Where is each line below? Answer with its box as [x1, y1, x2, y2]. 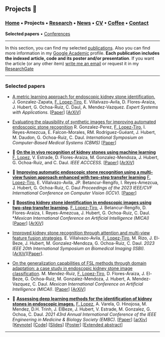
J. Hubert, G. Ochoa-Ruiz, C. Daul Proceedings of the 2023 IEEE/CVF [12, 184, 152, 190]
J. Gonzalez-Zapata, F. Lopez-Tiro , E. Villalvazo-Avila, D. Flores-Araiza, [12, 99, 156, 104]
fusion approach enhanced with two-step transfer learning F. [23, 174, 151, 180]
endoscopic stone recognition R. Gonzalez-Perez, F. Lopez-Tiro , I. [12, 124, 146, 130]
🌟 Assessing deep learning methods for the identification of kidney [12, 295, 152, 302]
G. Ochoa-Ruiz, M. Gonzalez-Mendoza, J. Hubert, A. [25, 276, 132, 282]
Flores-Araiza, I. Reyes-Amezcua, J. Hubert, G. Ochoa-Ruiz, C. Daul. [12, 209, 151, 216]
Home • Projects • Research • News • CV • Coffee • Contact [5, 20, 149, 26]
